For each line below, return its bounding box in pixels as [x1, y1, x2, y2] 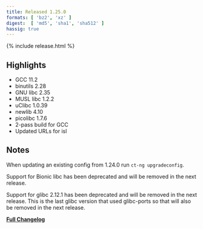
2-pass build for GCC [15, 121, 68, 128]
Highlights [6, 60, 47, 70]
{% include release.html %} [6, 42, 75, 50]
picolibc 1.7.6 [15, 114, 47, 122]
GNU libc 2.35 [15, 89, 50, 96]
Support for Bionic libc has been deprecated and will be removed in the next [6, 173, 197, 180]
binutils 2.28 [15, 82, 47, 90]
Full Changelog [6, 216, 45, 223]
